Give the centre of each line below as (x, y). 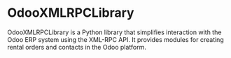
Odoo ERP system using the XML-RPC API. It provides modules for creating (115, 39)
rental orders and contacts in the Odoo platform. (77, 47)
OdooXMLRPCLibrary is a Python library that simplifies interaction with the (114, 32)
